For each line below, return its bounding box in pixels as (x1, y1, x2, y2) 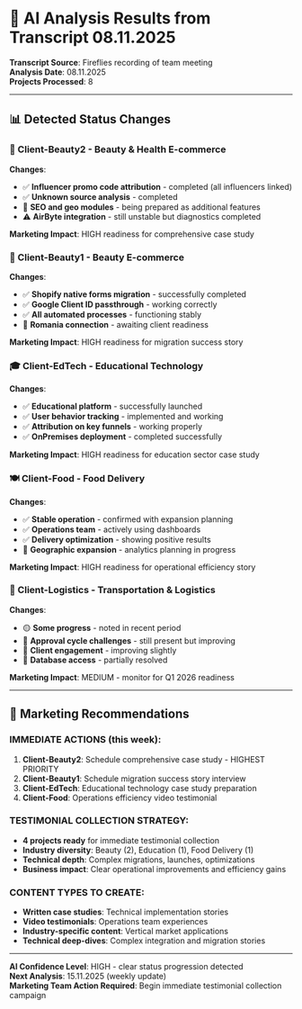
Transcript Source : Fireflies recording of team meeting (9, 57, 213, 68)
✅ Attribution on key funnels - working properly (22, 421, 203, 432)
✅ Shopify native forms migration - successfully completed (22, 288, 247, 300)
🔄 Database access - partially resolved (22, 654, 168, 665)
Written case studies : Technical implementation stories (22, 906, 229, 917)
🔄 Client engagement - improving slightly (22, 644, 177, 655)
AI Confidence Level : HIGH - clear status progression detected (9, 961, 244, 972)
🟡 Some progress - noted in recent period (22, 622, 182, 633)
